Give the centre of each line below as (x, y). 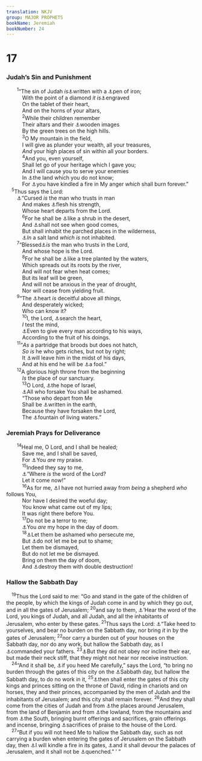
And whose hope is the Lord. (58, 251)
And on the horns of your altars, (62, 111)
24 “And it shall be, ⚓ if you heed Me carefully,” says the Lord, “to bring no (102, 665)
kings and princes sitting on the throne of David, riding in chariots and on (97, 686)
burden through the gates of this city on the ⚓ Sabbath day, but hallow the (98, 672)
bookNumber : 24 (25, 29)
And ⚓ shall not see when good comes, (71, 224)
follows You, (22, 494)
